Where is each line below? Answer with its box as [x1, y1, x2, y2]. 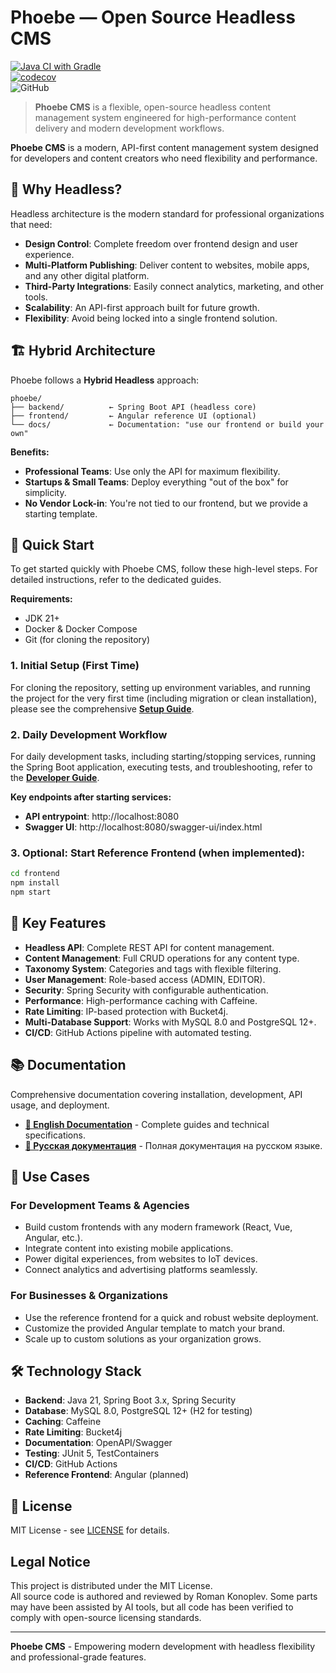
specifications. [24, 1129, 86, 1141]
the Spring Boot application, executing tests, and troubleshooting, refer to [10, 761, 313, 773]
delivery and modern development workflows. [34, 122, 225, 134]
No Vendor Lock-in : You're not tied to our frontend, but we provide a [24, 497, 308, 509]
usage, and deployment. [10, 1099, 110, 1111]
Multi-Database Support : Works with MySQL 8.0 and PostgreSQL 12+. [24, 1016, 317, 1028]
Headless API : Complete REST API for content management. [24, 941, 275, 953]
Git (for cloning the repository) [24, 634, 151, 646]
